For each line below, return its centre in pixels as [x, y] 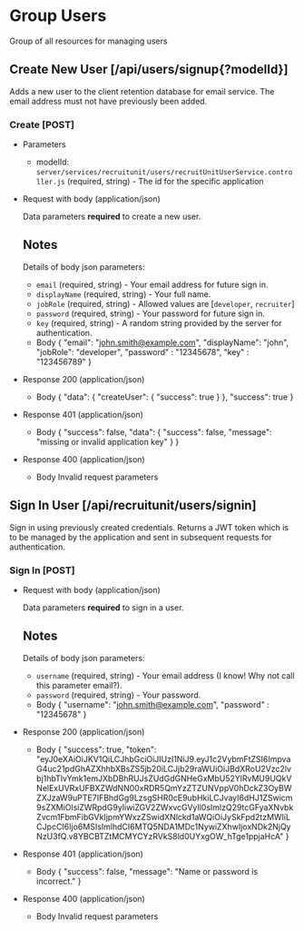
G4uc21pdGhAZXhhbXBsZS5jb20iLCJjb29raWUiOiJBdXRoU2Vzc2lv [164, 768]
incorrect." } [59, 881]
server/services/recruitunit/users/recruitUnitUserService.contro [164, 173]
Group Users [58, 16]
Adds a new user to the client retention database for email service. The [142, 91]
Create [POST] [42, 124]
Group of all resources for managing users [88, 41]
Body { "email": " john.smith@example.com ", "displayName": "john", [162, 342]
